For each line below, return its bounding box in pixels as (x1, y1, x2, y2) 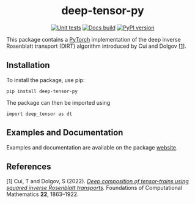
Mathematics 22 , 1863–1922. (6, 191, 79, 198)
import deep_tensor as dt (6, 111, 72, 117)
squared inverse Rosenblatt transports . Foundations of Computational (6, 184, 182, 192)
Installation (6, 60, 50, 70)
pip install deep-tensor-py (6, 88, 78, 94)
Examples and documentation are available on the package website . (6, 143, 178, 151)
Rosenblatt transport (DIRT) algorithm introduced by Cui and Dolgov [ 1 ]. (6, 42, 186, 50)
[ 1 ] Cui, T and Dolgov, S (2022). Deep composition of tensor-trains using (6, 178, 189, 185)
